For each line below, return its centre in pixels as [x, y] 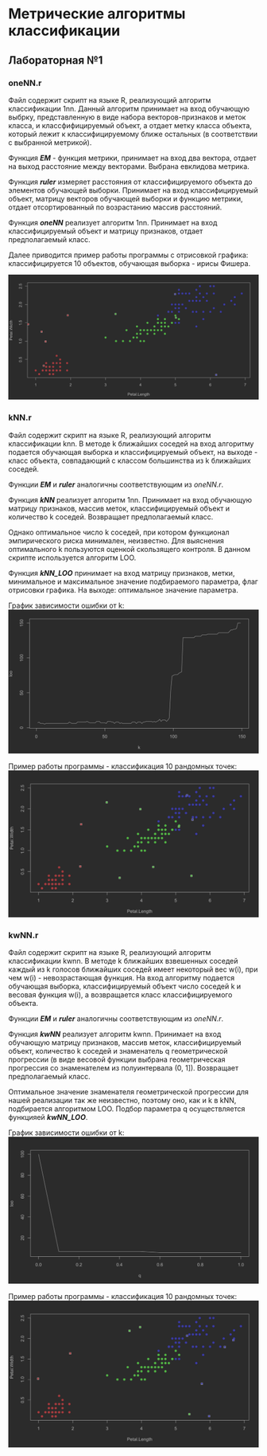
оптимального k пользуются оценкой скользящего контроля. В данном [129, 549]
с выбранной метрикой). [50, 142]
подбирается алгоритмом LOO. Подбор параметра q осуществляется [127, 1109]
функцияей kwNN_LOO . [48, 1117]
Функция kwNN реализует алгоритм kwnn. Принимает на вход [115, 1034]
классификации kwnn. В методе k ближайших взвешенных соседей [123, 961]
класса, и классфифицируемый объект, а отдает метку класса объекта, [130, 125]
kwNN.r [23, 935]
